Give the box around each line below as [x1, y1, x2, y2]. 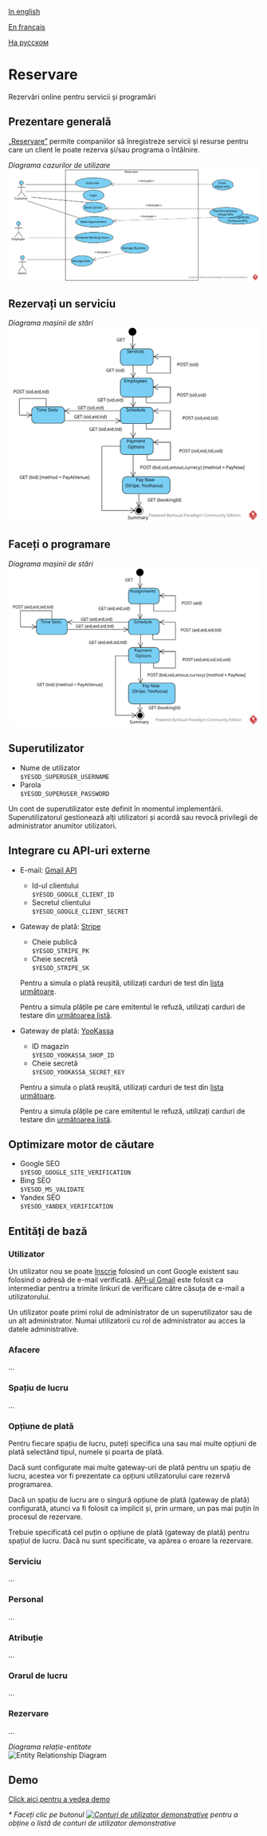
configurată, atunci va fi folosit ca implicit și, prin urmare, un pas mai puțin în [8, 1504, 260, 1514]
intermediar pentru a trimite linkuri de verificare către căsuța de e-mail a [8, 1284, 245, 1293]
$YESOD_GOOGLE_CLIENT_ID [31, 890, 115, 899]
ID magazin [31, 1041, 69, 1051]
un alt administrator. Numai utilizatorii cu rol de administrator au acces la [8, 1316, 245, 1326]
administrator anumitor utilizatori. [8, 821, 117, 830]
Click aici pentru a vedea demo [8, 1794, 110, 1804]
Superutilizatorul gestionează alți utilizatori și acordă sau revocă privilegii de [8, 812, 258, 821]
